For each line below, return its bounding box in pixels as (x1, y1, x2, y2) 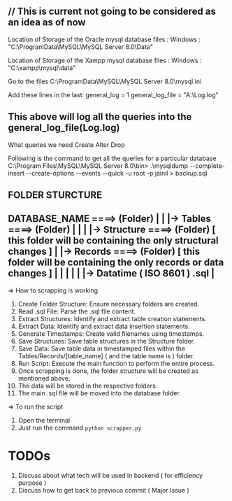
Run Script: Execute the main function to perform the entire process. (17, 359, 215, 367)
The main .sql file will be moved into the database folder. (17, 388, 181, 397)
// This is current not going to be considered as (8, 6, 216, 17)
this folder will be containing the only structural (8, 234, 219, 247)
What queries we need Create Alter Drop (8, 140, 125, 149)
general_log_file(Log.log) (8, 122, 120, 134)
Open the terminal (17, 416, 71, 424)
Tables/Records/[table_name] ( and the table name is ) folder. (17, 351, 195, 360)
